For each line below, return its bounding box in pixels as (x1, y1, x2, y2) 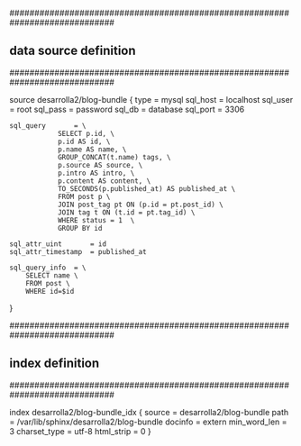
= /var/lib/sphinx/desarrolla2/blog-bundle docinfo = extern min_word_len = (9, 416, 287, 427)
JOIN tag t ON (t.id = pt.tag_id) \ (57, 207, 196, 217)
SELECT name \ (25, 270, 78, 280)
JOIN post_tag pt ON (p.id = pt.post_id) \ (57, 200, 223, 209)
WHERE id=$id (25, 287, 75, 296)
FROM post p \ (57, 192, 111, 201)
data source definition (9, 43, 137, 59)
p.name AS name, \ (57, 144, 127, 154)
